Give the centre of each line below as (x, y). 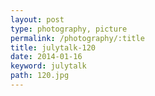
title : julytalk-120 (53, 47)
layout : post (37, 19)
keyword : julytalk (48, 66)
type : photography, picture (69, 29)
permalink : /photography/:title (77, 38)
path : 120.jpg (40, 76)
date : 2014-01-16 (46, 57)
